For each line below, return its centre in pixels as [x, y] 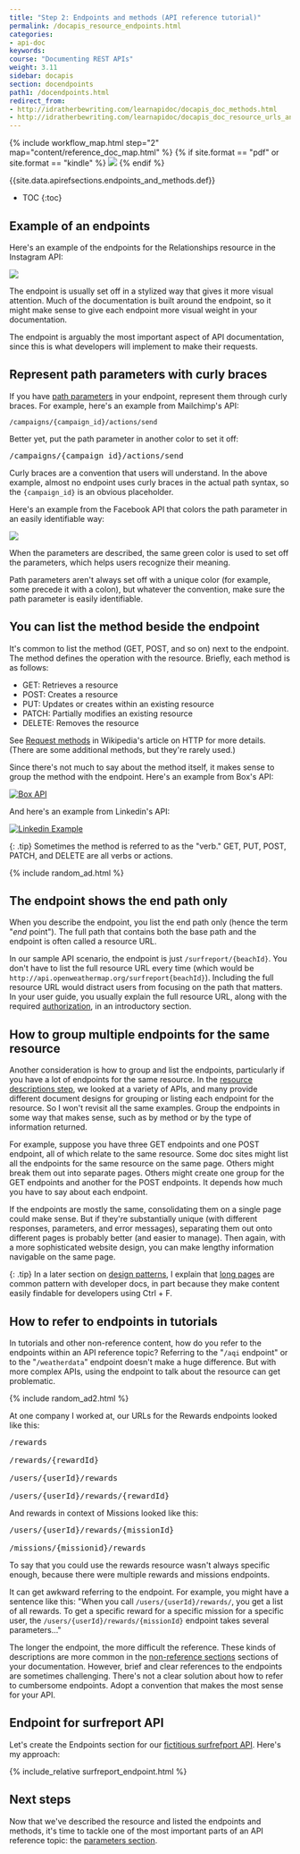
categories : [31, 34]
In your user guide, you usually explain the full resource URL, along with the [148, 997]
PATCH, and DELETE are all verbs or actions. [91, 855]
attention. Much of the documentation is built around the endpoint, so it [140, 300]
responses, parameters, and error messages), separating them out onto [141, 1228]
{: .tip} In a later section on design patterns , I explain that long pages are [142, 1274]
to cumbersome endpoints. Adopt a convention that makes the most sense [146, 1685]
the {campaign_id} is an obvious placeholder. [92, 491]
